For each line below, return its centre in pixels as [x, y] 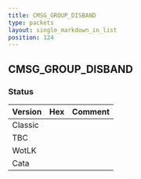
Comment [90, 111]
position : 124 [31, 37]
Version [27, 111]
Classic [25, 125]
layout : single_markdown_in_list [63, 30]
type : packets [31, 23]
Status [21, 91]
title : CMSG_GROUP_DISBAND [52, 15]
